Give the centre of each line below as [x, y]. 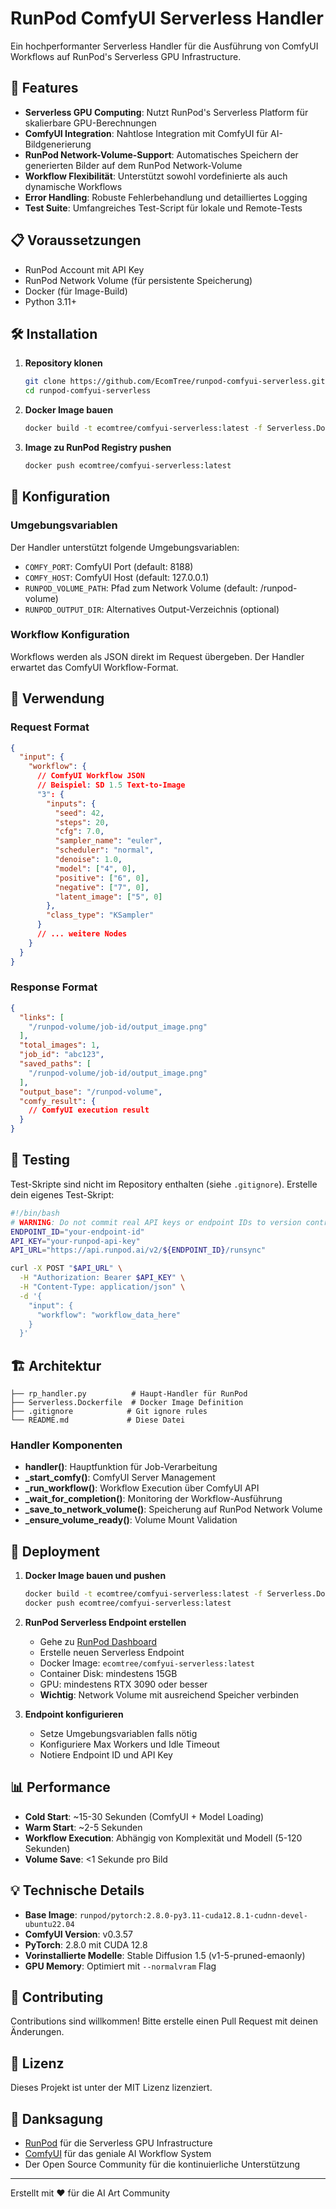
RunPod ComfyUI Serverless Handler [167, 18]
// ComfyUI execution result [89, 1110]
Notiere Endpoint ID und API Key [106, 1754]
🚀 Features [44, 88]
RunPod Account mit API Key [84, 269]
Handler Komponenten [66, 1445]
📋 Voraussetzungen [76, 240]
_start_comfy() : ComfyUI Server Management [120, 1478]
